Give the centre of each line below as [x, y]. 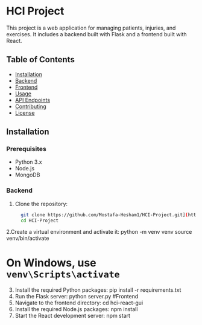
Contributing [30, 106]
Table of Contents [41, 60]
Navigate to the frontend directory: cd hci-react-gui [79, 303]
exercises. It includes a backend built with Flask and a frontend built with [96, 34]
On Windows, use [51, 262]
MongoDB [27, 175]
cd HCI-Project [40, 220]
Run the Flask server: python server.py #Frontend [77, 297]
